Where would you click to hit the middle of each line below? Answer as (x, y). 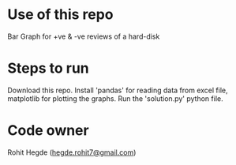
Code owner (48, 131)
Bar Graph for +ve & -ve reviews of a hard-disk (84, 36)
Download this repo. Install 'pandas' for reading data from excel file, (118, 90)
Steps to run (49, 68)
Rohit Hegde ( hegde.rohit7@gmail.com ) (72, 152)
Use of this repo (60, 15)
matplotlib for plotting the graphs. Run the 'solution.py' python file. (115, 98)
